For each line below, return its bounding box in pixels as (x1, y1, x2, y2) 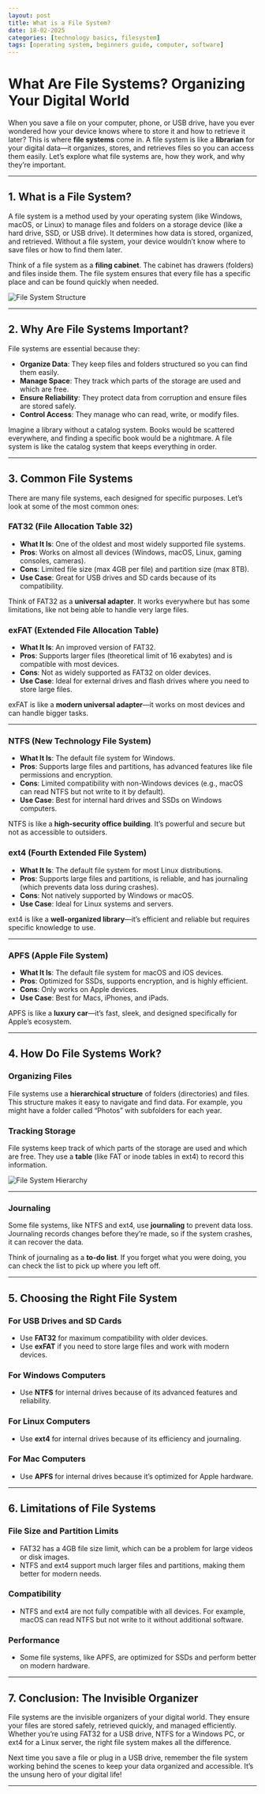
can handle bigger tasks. (8, 709, 89, 718)
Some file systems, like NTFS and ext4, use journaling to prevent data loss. (8, 1221, 253, 1230)
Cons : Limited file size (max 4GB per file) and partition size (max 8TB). (19, 564, 250, 573)
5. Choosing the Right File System (8, 1291, 177, 1305)
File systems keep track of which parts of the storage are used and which (8, 1143, 248, 1152)
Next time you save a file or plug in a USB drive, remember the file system (8, 1753, 248, 1762)
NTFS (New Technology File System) (8, 736, 151, 747)
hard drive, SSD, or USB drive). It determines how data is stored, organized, (8, 228, 254, 237)
